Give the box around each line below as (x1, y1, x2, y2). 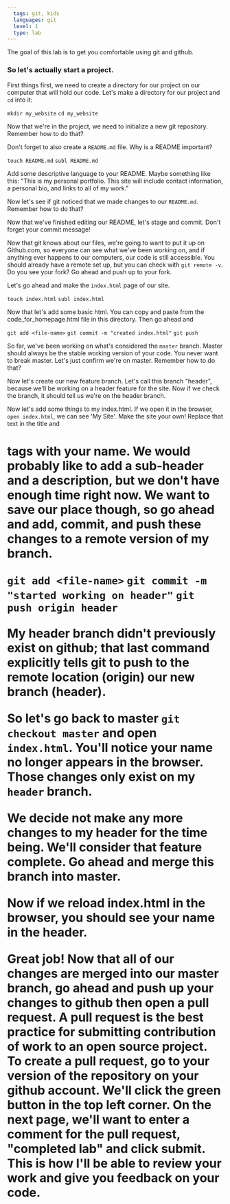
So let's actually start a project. (7, 65, 114, 75)
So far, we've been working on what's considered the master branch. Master (7, 342, 223, 350)
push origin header (7, 601, 118, 614)
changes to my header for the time (7, 825, 208, 840)
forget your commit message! (7, 225, 91, 234)
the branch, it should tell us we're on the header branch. (7, 391, 166, 399)
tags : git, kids (13, 10, 60, 17)
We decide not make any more (7, 810, 183, 825)
